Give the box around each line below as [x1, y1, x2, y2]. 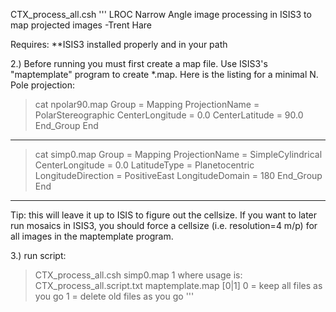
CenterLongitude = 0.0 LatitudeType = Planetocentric [34, 159, 255, 171]
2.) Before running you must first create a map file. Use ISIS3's [10, 58, 268, 69]
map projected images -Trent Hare [10, 19, 153, 31]
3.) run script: [10, 250, 67, 261]
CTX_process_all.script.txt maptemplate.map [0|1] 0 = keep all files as [34, 280, 323, 291]
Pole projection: [10, 79, 75, 91]
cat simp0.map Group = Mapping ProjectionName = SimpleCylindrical [34, 149, 323, 160]
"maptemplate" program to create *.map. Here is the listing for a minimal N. [10, 69, 319, 80]
